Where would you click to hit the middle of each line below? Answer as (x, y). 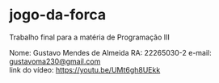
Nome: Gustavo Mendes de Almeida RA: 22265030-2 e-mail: (111, 52)
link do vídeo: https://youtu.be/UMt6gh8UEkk (85, 69)
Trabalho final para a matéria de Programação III (90, 37)
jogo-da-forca (58, 15)
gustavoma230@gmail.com (55, 61)
